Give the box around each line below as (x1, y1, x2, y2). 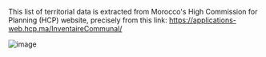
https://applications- (169, 15, 236, 25)
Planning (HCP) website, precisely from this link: (8, 15, 168, 25)
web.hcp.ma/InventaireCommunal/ (8, 24, 123, 33)
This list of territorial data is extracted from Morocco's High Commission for (8, 7, 258, 16)
